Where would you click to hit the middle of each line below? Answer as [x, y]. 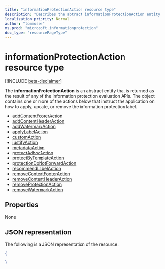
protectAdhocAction [33, 153]
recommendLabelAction [37, 168]
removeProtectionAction [37, 184]
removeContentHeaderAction [42, 179]
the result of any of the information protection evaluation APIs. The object [80, 96]
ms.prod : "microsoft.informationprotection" [52, 28]
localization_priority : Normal [37, 19]
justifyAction [25, 142]
